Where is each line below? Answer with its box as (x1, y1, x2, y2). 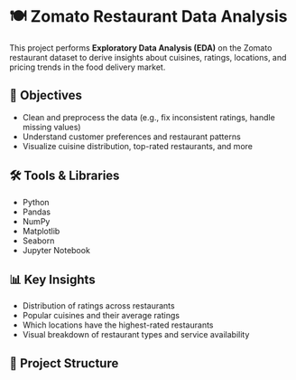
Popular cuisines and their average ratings (22, 310, 180, 321)
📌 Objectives (9, 88, 83, 103)
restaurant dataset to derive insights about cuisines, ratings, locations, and (9, 52, 287, 62)
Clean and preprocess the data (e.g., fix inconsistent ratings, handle (22, 111, 275, 122)
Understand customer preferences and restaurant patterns (22, 131, 241, 142)
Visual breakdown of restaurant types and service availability (22, 329, 250, 340)
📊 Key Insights (9, 271, 97, 287)
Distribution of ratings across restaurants (22, 300, 175, 311)
